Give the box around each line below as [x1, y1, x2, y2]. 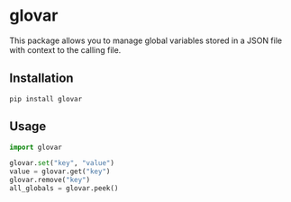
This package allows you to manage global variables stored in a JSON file [9, 35, 282, 46]
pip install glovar [9, 94, 83, 103]
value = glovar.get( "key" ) [9, 167, 111, 176]
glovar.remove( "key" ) [9, 176, 91, 185]
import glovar [9, 143, 63, 152]
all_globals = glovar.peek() [9, 184, 119, 193]
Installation [9, 71, 74, 86]
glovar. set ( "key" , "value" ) [9, 159, 115, 168]
